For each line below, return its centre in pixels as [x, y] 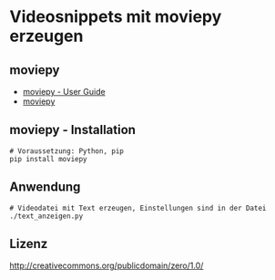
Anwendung [45, 187]
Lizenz [29, 244]
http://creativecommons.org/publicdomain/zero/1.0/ [107, 265]
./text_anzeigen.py [46, 216]
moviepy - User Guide [64, 92]
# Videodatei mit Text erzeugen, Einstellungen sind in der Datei [138, 208]
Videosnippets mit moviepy [116, 17]
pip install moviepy [49, 159]
